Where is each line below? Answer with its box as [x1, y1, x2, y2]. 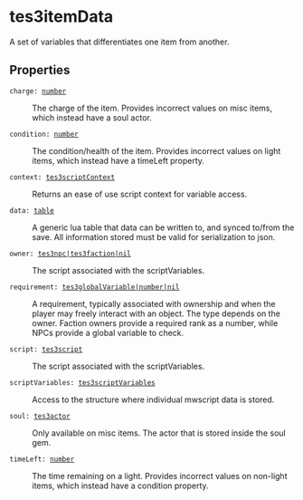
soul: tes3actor [9, 411, 71, 420]
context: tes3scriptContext [9, 172, 116, 182]
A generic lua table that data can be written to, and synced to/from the [32, 222, 295, 233]
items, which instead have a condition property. [32, 480, 210, 491]
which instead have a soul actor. [32, 111, 152, 123]
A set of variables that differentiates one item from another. [9, 36, 230, 47]
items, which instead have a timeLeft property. [32, 155, 205, 166]
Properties [9, 62, 71, 78]
